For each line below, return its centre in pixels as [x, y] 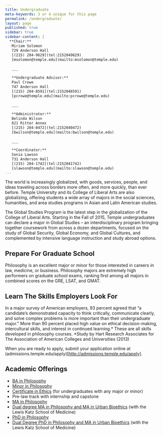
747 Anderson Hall [30, 87]
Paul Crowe [23, 82]
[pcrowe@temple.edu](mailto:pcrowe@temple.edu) [61, 96]
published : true [21, 28]
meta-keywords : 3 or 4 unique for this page [51, 14]
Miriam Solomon [27, 46]
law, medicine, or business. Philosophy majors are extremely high [71, 270]
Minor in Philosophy [32, 386]
